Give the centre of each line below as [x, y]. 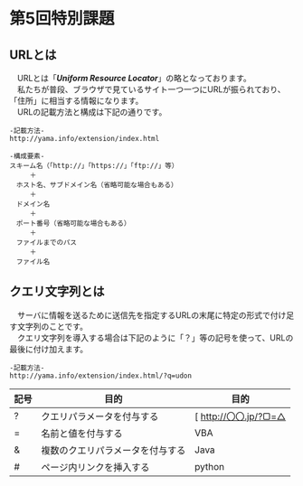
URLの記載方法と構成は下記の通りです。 [92, 112]
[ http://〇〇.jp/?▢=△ [240, 416]
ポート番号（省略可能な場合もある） [73, 223]
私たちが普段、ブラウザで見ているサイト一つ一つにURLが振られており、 [151, 89]
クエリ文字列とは [57, 291]
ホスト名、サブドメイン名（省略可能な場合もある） [97, 185]
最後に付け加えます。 [49, 349]
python [209, 466]
